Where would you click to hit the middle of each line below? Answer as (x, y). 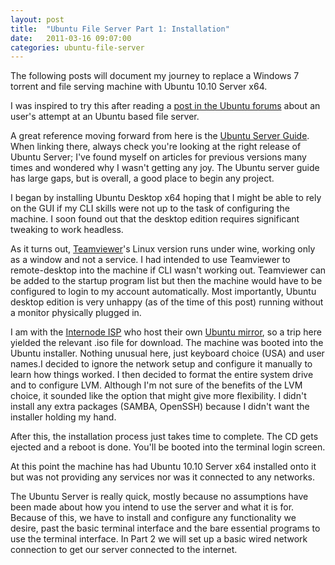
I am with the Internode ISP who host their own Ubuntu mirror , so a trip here (166, 332)
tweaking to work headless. (67, 230)
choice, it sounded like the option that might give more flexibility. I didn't (158, 396)
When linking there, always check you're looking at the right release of (156, 147)
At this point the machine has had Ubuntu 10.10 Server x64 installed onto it (163, 467)
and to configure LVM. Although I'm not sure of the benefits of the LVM (156, 385)
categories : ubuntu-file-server (77, 47)
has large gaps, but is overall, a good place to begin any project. (142, 178)
